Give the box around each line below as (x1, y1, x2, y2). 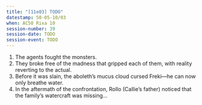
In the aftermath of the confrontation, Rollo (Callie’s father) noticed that (15, 86, 192, 92)
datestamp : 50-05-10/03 (6, 14, 67, 21)
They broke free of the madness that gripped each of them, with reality (15, 60, 192, 67)
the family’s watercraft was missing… (15, 92, 108, 99)
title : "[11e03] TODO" (6, 8, 64, 15)
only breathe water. (15, 79, 64, 86)
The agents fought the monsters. (15, 54, 97, 60)
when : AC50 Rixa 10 (6, 20, 56, 26)
